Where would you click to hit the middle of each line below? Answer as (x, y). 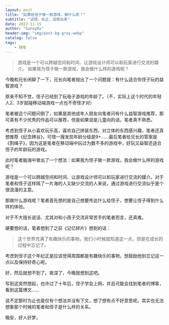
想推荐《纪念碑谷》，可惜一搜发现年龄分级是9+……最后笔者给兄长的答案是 (81, 137)
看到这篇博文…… (22, 290)
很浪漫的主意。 (21, 189)
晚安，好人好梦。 (23, 317)
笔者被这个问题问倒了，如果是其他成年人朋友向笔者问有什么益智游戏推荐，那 (84, 113)
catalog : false (21, 38)
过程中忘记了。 (33, 245)
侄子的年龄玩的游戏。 (27, 149)
